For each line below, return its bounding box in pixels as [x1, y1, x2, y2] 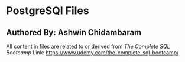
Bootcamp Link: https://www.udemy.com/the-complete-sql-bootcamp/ [6, 49, 179, 56]
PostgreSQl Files [6, 4, 90, 18]
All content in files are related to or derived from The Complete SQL [6, 43, 170, 50]
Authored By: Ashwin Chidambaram [6, 27, 142, 37]
